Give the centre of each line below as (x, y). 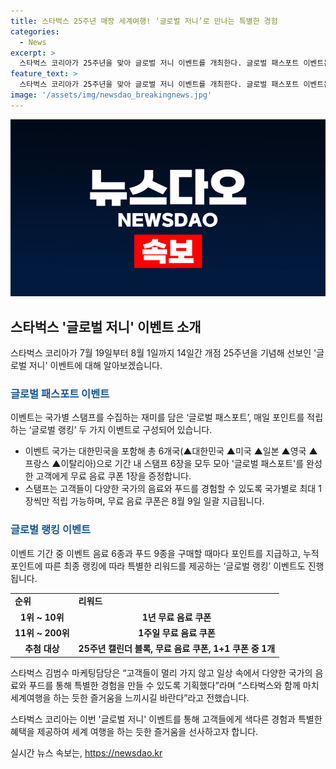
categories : (35, 31)
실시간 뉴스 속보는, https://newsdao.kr (86, 752)
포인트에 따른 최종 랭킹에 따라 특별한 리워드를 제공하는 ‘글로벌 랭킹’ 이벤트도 (158, 566)
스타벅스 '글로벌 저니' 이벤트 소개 (106, 326)
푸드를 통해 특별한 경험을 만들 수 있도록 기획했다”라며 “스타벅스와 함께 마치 (174, 685)
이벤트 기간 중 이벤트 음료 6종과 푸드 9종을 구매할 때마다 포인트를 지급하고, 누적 (165, 553)
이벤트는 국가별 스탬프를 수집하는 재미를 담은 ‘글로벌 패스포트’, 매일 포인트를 (157, 417)
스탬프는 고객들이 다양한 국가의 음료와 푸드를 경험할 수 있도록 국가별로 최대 (170, 489)
